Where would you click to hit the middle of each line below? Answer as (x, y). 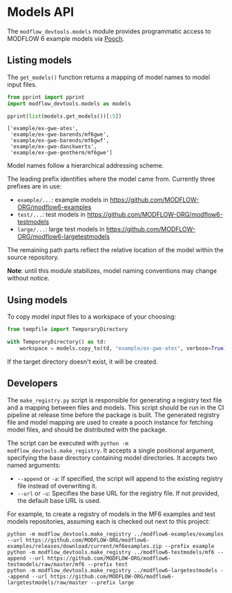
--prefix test (108, 564)
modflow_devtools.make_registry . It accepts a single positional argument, (111, 450)
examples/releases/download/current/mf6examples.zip (85, 546)
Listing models (40, 61)
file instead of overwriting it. (57, 486)
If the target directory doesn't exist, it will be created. (83, 362)
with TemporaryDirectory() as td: (57, 342)
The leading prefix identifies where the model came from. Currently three (111, 179)
